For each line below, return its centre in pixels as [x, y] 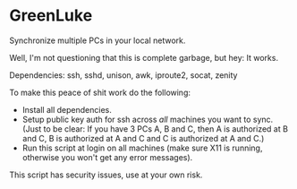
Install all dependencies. [67, 109]
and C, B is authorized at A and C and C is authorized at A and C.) [143, 138]
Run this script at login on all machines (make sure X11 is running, [142, 148]
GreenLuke [51, 16]
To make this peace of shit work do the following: [100, 92]
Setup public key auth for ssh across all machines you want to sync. [148, 119]
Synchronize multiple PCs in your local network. [98, 40]
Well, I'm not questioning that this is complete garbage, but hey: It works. [144, 57]
